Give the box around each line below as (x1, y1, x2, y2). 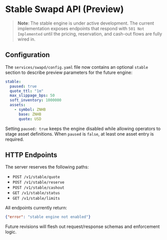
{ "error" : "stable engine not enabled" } (5, 214, 91, 219)
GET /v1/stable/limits (12, 196, 60, 201)
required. (5, 136, 24, 142)
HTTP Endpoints (5, 151, 58, 159)
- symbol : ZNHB (14, 107, 46, 112)
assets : (10, 102, 26, 107)
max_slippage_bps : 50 (10, 93, 55, 98)
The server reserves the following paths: (5, 164, 89, 170)
